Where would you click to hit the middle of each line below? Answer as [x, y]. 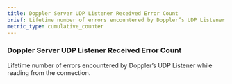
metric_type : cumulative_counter [56, 26]
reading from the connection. [49, 72]
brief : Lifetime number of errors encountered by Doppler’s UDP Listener [116, 20]
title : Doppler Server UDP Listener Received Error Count [93, 13]
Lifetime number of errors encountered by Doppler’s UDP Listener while [110, 65]
